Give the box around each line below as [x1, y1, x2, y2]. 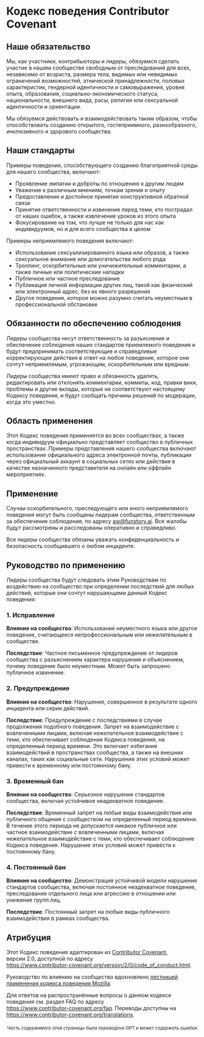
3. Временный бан [6, 777, 64, 785]
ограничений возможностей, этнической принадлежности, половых [6, 77, 185, 84]
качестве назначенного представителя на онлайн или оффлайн [6, 465, 172, 472]
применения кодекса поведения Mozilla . [6, 980, 112, 987]
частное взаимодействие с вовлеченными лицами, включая [6, 828, 164, 836]
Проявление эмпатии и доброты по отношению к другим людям [15, 180, 184, 187]
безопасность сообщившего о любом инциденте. [6, 543, 135, 550]
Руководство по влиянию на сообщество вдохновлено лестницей [6, 974, 178, 981]
